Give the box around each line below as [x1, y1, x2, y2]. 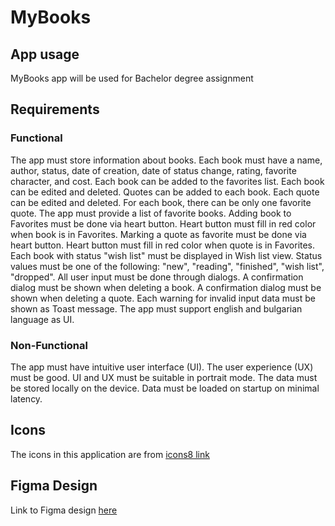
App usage [10, 46, 80, 63]
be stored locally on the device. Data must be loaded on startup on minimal [10, 382, 320, 394]
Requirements [10, 101, 100, 118]
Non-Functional [10, 338, 88, 352]
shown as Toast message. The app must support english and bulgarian [10, 302, 303, 315]
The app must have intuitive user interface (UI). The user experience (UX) [10, 361, 314, 373]
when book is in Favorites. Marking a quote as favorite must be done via [10, 228, 307, 240]
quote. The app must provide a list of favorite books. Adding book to [10, 207, 292, 219]
